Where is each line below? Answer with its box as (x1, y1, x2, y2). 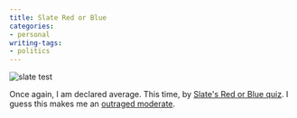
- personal (9, 30, 51, 39)
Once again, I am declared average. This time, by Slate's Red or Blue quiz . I (9, 89, 289, 100)
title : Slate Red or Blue (9, 13, 107, 23)
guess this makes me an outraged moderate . (9, 98, 176, 109)
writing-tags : (9, 38, 63, 48)
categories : (9, 22, 54, 31)
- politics (9, 47, 51, 56)
